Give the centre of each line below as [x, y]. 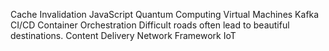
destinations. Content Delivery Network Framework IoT [123, 35]
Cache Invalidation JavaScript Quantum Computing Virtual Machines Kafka [165, 14]
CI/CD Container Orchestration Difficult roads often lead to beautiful [150, 25]
